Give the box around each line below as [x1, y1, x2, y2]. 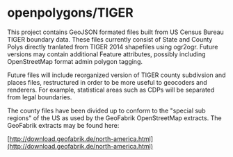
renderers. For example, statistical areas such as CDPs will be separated [7, 85, 215, 94]
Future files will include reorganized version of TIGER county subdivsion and [7, 71, 226, 79]
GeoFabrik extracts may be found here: [7, 121, 120, 129]
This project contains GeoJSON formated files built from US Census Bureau [7, 28, 224, 36]
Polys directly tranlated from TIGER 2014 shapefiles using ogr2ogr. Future [7, 42, 218, 51]
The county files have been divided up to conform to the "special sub [7, 106, 206, 115]
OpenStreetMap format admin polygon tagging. [7, 57, 143, 65]
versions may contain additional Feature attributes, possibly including [7, 50, 207, 58]
